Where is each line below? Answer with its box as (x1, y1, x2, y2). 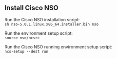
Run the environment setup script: (4, 30, 73, 36)
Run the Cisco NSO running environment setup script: (4, 43, 113, 50)
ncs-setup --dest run (4, 49, 49, 54)
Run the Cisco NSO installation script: (4, 16, 80, 22)
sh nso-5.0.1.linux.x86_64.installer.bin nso (4, 22, 98, 27)
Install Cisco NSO (4, 4, 59, 12)
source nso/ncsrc (4, 35, 40, 40)
